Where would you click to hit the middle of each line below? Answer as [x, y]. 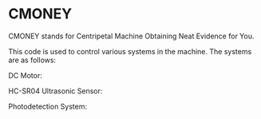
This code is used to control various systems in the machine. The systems [130, 51]
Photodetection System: [48, 106]
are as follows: [32, 60]
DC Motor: [25, 75]
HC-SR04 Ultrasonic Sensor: [55, 91]
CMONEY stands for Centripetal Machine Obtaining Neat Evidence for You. [131, 36]
